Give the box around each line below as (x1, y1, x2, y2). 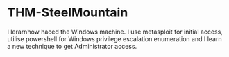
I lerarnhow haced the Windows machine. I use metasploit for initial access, (7, 27, 223, 36)
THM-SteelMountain (7, 5, 128, 21)
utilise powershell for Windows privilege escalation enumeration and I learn (7, 34, 222, 43)
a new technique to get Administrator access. (7, 42, 137, 50)
